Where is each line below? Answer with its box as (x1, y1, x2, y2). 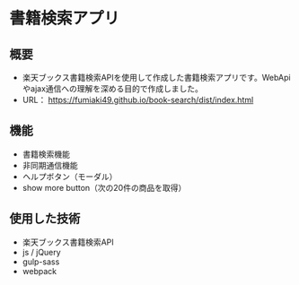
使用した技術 (9, 212, 81, 227)
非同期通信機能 (22, 160, 78, 170)
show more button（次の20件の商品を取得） (22, 182, 187, 193)
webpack (22, 265, 57, 276)
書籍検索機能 (22, 149, 70, 160)
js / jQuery (22, 246, 61, 257)
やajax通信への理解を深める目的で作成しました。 (22, 83, 204, 94)
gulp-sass (22, 256, 60, 267)
